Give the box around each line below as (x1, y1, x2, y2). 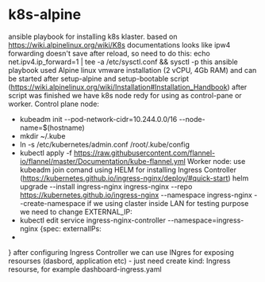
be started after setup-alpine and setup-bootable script (8, 74, 189, 83)
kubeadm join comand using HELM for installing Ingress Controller (19, 165, 236, 174)
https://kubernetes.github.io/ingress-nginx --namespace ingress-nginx (19, 190, 252, 200)
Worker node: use (187, 156, 246, 166)
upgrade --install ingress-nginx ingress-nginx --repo (19, 181, 193, 191)
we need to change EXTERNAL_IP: (19, 207, 132, 216)
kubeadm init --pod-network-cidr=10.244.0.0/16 (19, 114, 178, 124)
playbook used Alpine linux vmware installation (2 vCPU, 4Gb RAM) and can (8, 65, 257, 74)
